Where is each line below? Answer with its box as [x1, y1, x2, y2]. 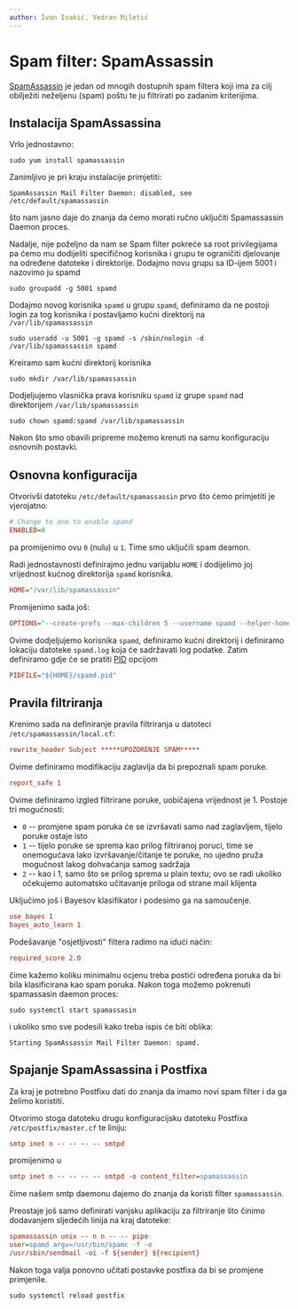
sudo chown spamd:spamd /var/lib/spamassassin [9, 417, 184, 426]
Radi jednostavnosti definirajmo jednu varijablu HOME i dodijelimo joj [9, 559, 253, 569]
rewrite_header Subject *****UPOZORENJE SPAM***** [9, 746, 200, 755]
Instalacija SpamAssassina [9, 115, 161, 130]
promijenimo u [9, 1155, 62, 1166]
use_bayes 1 [9, 913, 53, 921]
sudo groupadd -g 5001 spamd [9, 285, 117, 294]
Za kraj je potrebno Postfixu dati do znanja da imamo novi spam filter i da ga [9, 1086, 287, 1096]
